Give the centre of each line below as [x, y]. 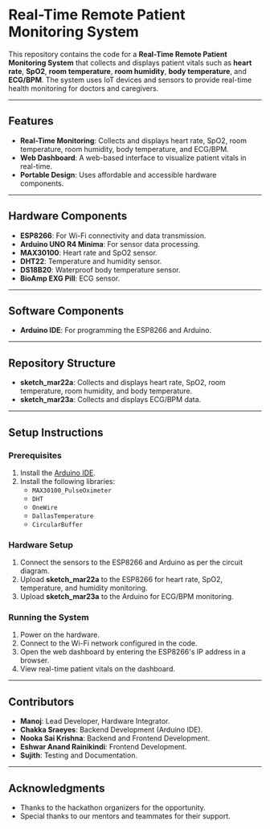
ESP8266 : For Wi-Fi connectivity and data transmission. [113, 236]
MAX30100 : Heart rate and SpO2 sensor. [89, 252]
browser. [35, 660]
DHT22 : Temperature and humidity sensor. [91, 261]
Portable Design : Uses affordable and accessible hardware [118, 174]
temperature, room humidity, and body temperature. [106, 391]
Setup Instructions [56, 432]
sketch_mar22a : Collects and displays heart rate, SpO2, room [123, 383]
